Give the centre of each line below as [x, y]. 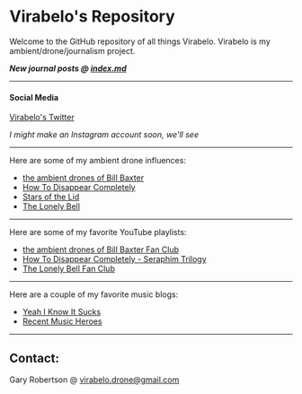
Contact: [35, 358]
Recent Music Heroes [62, 321]
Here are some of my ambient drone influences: [98, 161]
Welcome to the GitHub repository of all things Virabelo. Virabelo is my [140, 41]
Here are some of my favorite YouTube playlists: [98, 232]
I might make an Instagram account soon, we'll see [104, 135]
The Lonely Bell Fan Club [68, 269]
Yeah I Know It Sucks [62, 312]
